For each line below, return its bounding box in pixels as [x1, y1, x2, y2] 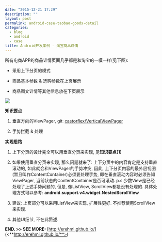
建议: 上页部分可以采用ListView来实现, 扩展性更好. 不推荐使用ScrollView [12, 200, 155, 206]
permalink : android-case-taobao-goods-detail [5, 20, 98, 26]
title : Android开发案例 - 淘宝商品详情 [5, 43, 79, 48]
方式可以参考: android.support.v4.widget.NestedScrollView [16, 190, 139, 195]
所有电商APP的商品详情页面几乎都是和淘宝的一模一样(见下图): [5, 57, 129, 63]
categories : [5, 25, 29, 30]
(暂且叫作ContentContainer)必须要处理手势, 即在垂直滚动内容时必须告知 [12, 171, 155, 177]
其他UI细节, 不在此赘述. [12, 216, 59, 222]
